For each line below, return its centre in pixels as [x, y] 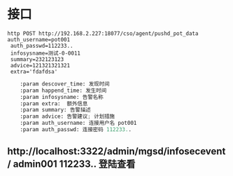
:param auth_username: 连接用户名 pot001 [78, 123]
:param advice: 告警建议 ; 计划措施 [68, 116]
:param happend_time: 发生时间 [63, 90]
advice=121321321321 [40, 65]
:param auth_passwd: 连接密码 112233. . [76, 130]
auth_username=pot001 [39, 39]
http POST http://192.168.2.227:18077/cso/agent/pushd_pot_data [103, 33]
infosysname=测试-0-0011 [45, 53]
